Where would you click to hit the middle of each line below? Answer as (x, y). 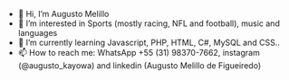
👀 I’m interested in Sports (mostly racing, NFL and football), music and (149, 23)
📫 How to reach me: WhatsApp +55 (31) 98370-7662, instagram (139, 53)
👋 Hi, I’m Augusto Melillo (63, 14)
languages (38, 33)
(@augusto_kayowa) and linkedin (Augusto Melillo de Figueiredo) (139, 66)
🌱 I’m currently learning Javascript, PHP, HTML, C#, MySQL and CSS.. (149, 42)
